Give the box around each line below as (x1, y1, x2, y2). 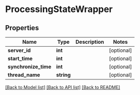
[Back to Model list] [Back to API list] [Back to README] (5, 84, 120, 90)
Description (75, 39, 104, 45)
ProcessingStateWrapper (5, 4, 113, 15)
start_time (8, 55, 33, 62)
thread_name (8, 71, 40, 78)
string (56, 71, 71, 78)
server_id (8, 47, 31, 54)
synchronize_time (8, 63, 52, 70)
